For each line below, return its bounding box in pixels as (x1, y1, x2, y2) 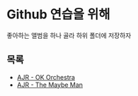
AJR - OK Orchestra (16, 73, 76, 81)
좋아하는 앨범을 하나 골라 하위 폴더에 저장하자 (6, 31, 132, 40)
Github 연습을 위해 (6, 6, 110, 23)
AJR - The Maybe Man (16, 80, 83, 89)
